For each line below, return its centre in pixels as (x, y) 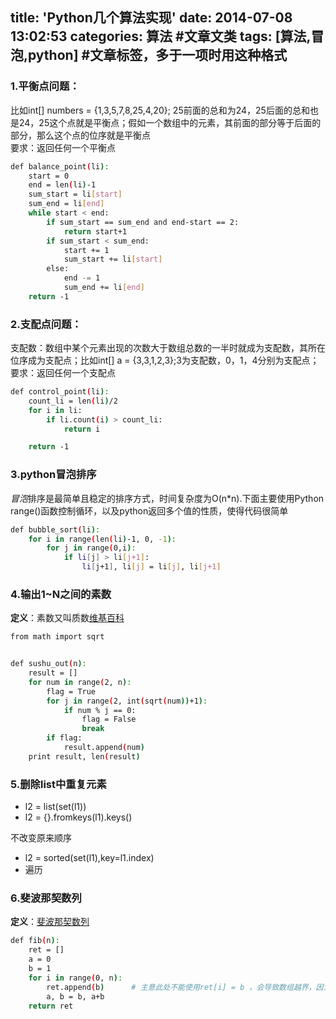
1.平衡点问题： (45, 86)
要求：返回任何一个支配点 (63, 373)
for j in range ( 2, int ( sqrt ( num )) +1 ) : (127, 701)
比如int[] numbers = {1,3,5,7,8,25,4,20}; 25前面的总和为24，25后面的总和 (160, 110)
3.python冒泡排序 (53, 475)
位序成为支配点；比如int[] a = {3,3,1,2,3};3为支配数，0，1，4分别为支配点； (165, 360)
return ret (51, 1006)
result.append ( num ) (104, 748)
